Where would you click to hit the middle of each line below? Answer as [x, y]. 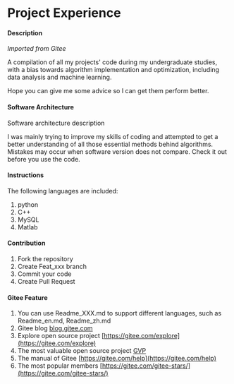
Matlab [27, 227]
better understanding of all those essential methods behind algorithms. [110, 144]
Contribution [26, 243]
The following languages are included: [63, 191]
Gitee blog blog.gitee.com [55, 328]
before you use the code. [44, 159]
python [28, 204]
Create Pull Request [46, 281]
